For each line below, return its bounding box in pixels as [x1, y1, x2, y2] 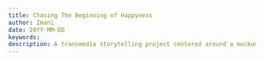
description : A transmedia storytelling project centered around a [8, 41, 234, 48]
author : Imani [8, 19, 55, 26]
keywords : [8, 33, 41, 41]
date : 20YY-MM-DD [8, 26, 65, 34]
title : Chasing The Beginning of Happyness [8, 11, 153, 19]
